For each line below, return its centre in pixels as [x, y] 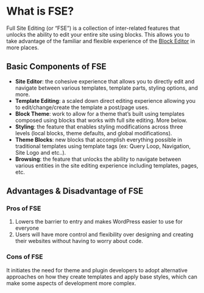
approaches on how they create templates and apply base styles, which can [102, 277]
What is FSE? [40, 11]
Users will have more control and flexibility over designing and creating [104, 235]
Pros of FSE [24, 208]
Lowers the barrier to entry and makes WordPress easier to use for [99, 222]
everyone [27, 228]
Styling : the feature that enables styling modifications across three [99, 127]
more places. [23, 48]
